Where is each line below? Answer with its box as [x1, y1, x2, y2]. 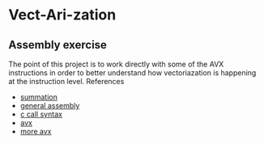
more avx [19, 127, 52, 136]
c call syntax [19, 109, 63, 119]
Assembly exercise [8, 38, 108, 52]
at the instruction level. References [8, 77, 125, 86]
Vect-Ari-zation [8, 6, 117, 24]
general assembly [19, 101, 80, 110]
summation [19, 92, 58, 102]
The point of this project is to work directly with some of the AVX [8, 59, 224, 69]
